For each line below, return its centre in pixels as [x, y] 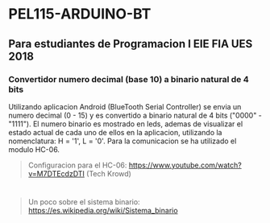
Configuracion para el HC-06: [77, 165]
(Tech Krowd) [108, 173]
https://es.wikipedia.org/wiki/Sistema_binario [103, 211]
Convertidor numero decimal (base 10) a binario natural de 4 [129, 79]
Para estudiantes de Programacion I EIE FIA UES [131, 44]
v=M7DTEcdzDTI [56, 173]
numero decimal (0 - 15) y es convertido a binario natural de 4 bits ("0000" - [135, 115]
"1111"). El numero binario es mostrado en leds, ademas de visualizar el [126, 124]
